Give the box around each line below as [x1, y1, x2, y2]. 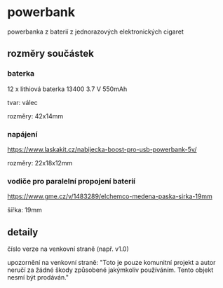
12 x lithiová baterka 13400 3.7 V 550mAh [7, 85, 128, 93]
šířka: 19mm [7, 206, 42, 214]
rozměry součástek [7, 48, 95, 60]
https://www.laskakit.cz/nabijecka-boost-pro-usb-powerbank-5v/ [7, 145, 197, 153]
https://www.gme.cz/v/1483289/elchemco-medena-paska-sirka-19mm [7, 192, 212, 200]
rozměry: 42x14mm [7, 111, 64, 120]
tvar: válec [7, 98, 38, 107]
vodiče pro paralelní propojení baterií [7, 176, 135, 186]
